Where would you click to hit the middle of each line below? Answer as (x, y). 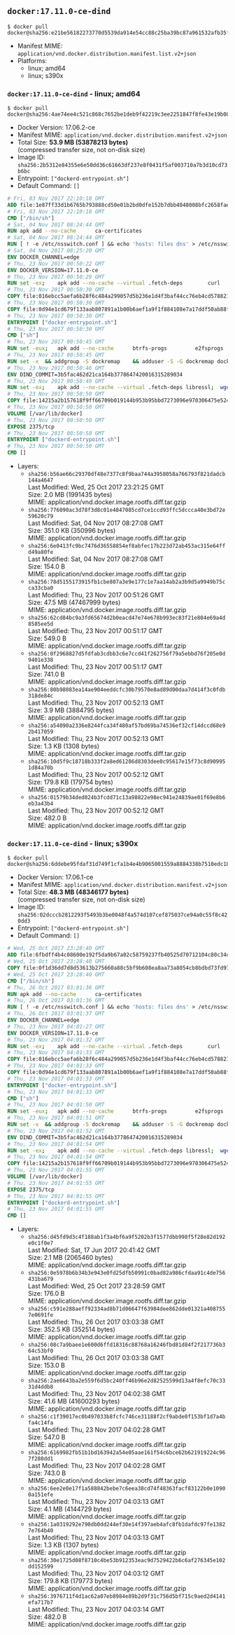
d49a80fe (41, 552)
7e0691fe (41, 1315)
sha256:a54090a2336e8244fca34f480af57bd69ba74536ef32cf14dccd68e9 (127, 726)
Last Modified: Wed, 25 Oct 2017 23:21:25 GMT (96, 487)
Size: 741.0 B (46, 674)
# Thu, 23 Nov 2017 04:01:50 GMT (56, 1105)
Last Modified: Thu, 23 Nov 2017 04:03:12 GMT (96, 1573)
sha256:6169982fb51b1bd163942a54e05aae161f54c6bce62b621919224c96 (127, 1453)
